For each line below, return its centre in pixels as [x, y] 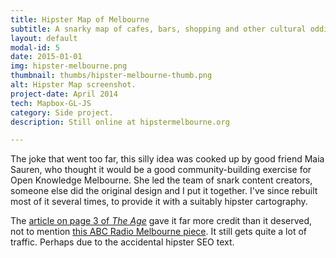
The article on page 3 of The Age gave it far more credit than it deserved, [161, 221]
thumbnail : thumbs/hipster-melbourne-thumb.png [111, 76]
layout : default [44, 38]
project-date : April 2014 [64, 94]
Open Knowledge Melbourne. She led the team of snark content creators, [161, 180]
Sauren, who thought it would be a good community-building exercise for [161, 170]
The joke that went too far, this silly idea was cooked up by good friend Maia [167, 159]
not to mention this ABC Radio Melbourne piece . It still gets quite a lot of [158, 232]
